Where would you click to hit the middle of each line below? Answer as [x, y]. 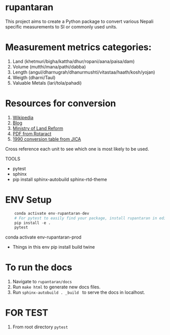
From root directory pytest [40, 327]
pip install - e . [33, 223]
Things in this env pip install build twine [54, 247]
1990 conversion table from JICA [47, 139]
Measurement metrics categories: [78, 47]
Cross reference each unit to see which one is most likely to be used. [77, 149]
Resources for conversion [61, 104]
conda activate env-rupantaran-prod [44, 237]
